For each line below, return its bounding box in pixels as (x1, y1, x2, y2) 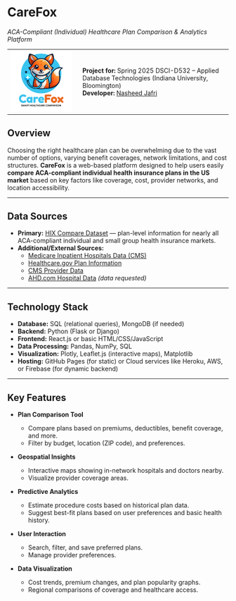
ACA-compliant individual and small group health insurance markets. (17, 237, 216, 245)
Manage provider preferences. (27, 551, 117, 559)
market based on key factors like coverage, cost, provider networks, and (7, 175, 218, 184)
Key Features (7, 392, 67, 404)
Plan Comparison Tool (17, 410, 84, 419)
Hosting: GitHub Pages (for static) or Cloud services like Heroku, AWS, (17, 357, 223, 366)
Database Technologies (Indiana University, (82, 73, 209, 82)
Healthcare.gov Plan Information (27, 259, 122, 268)
